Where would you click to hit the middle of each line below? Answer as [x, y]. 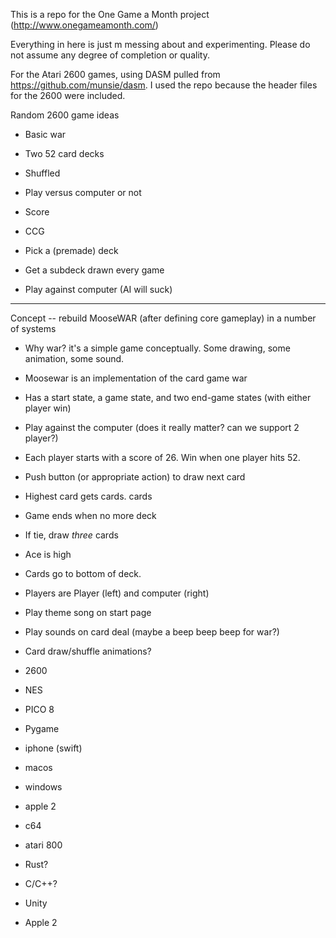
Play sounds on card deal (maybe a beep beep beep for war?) [152, 632]
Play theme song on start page [88, 612]
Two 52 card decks [64, 153]
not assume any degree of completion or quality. [110, 55]
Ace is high [48, 554]
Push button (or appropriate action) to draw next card [135, 477]
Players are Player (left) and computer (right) [117, 593]
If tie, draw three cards [71, 535]
